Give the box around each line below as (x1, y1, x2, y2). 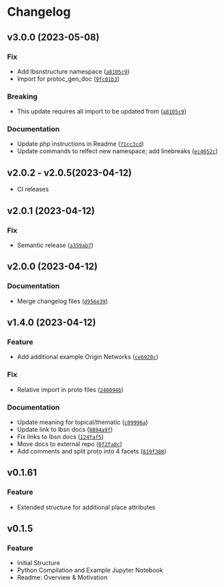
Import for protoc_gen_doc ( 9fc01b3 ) (16, 75, 120, 83)
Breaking (7, 92, 38, 101)
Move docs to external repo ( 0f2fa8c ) (16, 439, 123, 448)
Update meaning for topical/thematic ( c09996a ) (16, 418, 148, 426)
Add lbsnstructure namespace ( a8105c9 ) (16, 67, 130, 75)
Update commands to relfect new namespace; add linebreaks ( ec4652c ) (16, 147, 219, 155)
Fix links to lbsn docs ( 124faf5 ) (16, 432, 104, 441)
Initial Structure (16, 559, 60, 567)
